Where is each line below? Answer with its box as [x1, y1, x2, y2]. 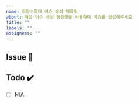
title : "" [6, 19, 30, 25]
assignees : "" [6, 30, 41, 36]
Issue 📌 [6, 52, 33, 62]
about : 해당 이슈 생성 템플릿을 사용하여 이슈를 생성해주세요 [6, 14, 133, 20]
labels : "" [6, 25, 33, 31]
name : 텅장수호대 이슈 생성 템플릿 [6, 8, 78, 15]
